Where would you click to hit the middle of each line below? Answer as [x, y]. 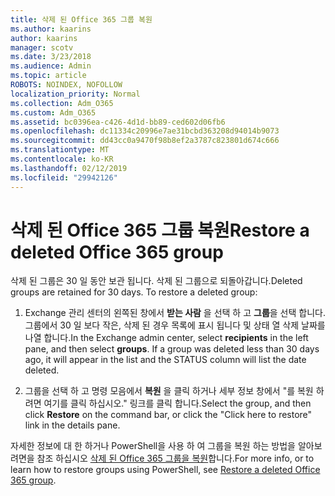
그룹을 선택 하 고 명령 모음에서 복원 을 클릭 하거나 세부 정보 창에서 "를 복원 [169, 391]
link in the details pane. [72, 425]
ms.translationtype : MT [60, 150]
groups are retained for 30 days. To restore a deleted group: [134, 292]
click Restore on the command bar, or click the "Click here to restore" [168, 415]
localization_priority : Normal [75, 94]
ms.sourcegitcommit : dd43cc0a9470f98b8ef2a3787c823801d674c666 [145, 141]
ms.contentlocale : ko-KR [62, 159]
